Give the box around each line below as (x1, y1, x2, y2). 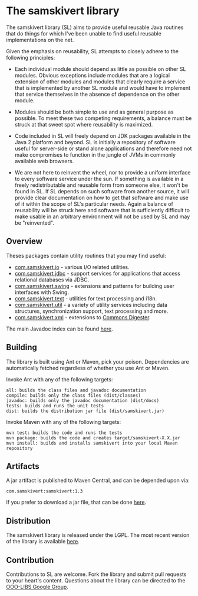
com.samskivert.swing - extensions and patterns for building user (14, 282, 175, 289)
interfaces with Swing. (14, 289, 70, 296)
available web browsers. (14, 157, 74, 164)
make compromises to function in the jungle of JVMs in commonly (14, 151, 176, 158)
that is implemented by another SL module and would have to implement (14, 84, 190, 91)
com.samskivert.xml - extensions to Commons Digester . (14, 313, 151, 320)
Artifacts (6, 461, 39, 471)
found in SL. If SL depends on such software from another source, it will (14, 187, 190, 195)
